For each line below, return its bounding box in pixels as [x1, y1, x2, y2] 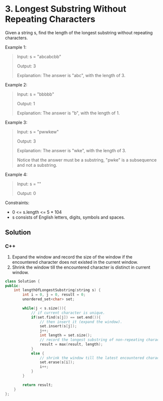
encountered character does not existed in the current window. [12, 259, 138, 265]
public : [5, 283, 21, 288]
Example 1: [5, 44, 27, 50]
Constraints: [5, 200, 30, 206]
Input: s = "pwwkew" [16, 128, 59, 134]
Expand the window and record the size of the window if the [12, 254, 132, 260]
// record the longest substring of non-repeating [39, 337, 145, 342]
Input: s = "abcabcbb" [16, 53, 62, 59]
